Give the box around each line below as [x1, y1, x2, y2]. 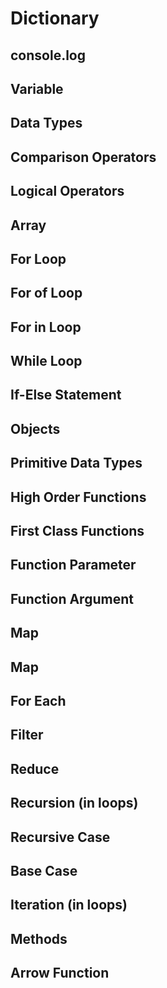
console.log [10, 47, 87, 64]
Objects [10, 420, 61, 437]
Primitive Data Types [10, 455, 143, 472]
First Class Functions [10, 523, 145, 540]
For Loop [10, 250, 67, 267]
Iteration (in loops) [10, 897, 128, 914]
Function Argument [10, 590, 134, 607]
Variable [10, 80, 64, 97]
